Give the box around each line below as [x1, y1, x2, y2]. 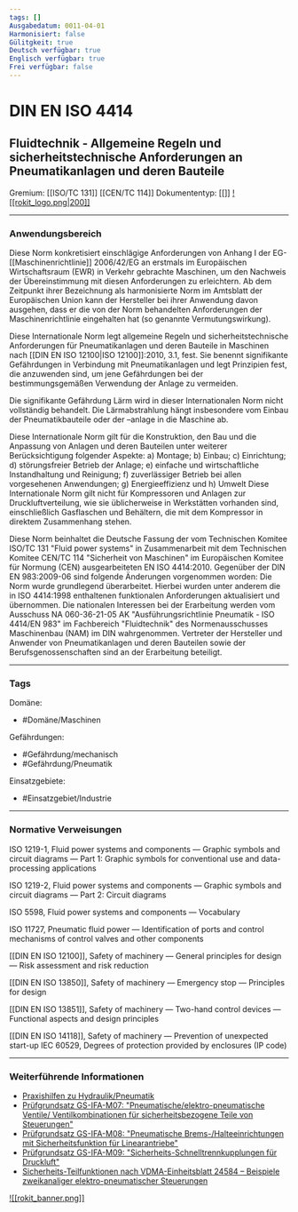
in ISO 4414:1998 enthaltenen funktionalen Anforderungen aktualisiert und [9, 590, 280, 601]
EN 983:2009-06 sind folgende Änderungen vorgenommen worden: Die [9, 571, 272, 582]
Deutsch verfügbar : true [9, 46, 101, 55]
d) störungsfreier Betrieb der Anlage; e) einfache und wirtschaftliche [9, 459, 260, 471]
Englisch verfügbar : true [9, 54, 105, 63]
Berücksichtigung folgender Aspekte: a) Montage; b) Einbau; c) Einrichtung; [9, 451, 286, 461]
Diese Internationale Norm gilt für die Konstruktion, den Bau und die [9, 432, 257, 443]
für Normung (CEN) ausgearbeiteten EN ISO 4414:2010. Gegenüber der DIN [9, 562, 286, 573]
